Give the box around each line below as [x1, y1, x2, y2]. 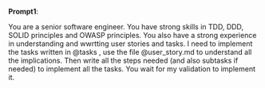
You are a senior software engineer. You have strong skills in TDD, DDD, [8, 22, 244, 31]
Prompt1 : [8, 7, 38, 16]
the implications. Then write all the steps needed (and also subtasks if [8, 55, 239, 65]
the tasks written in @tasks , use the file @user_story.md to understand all [8, 48, 252, 56]
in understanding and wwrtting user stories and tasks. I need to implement [8, 39, 253, 48]
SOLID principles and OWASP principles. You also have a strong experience [8, 31, 257, 40]
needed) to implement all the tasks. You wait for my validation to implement [8, 64, 255, 74]
